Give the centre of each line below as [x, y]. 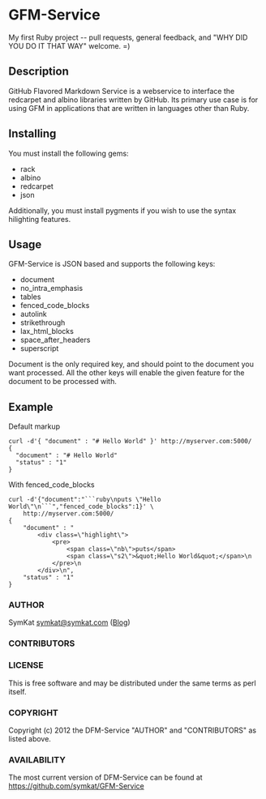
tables [30, 297]
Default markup [34, 426]
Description [39, 72]
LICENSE [26, 665]
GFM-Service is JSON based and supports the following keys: [112, 264]
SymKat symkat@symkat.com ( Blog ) [70, 622]
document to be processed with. [63, 382]
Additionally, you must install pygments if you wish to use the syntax [122, 210]
